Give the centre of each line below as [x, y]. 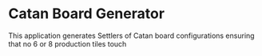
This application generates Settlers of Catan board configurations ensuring [131, 35]
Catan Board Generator [87, 14]
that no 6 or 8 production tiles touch [67, 43]
